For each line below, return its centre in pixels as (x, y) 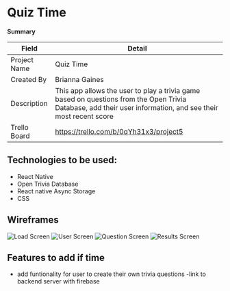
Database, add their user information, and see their (136, 107)
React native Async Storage (56, 191)
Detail (137, 48)
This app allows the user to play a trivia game (127, 90)
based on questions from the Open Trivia (120, 99)
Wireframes (33, 220)
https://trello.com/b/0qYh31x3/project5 (119, 131)
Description (29, 103)
